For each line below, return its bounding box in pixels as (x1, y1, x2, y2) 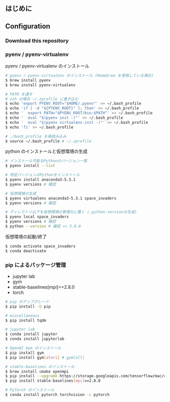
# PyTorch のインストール (5, 387, 55, 393)
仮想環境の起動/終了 (5, 233, 47, 240)
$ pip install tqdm (5, 318, 47, 323)
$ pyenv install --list (5, 163, 56, 169)
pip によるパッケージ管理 (5, 261, 66, 269)
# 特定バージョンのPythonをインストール (5, 173, 80, 178)
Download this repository (5, 37, 69, 44)
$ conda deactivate (5, 248, 47, 253)
